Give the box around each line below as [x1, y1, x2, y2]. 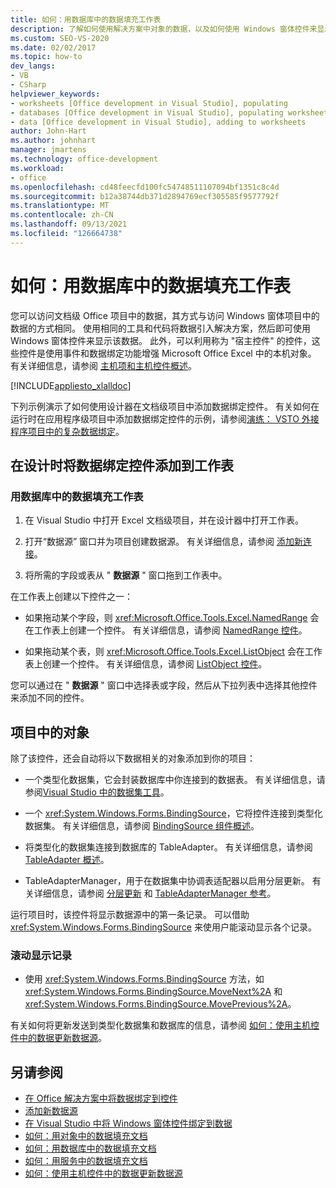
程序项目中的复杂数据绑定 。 [10, 425, 125, 437]
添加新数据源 [24, 1105, 78, 1117]
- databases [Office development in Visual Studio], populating [10, 107, 284, 118]
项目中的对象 [10, 724, 90, 741]
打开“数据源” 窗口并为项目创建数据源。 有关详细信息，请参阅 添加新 [24, 536, 303, 548]
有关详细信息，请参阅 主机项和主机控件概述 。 [10, 359, 197, 371]
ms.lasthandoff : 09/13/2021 [10, 219, 128, 230]
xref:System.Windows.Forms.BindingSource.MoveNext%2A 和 [24, 986, 283, 998]
